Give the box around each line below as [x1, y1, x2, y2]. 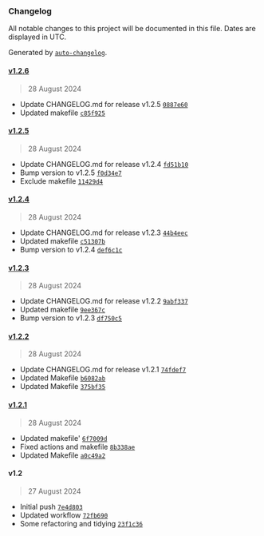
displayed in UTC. [8, 32, 67, 42]
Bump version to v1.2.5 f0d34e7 [19, 168, 122, 177]
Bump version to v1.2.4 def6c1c [19, 244, 123, 254]
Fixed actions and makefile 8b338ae [19, 442, 136, 451]
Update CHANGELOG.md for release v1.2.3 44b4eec [19, 228, 189, 237]
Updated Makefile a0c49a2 [19, 450, 106, 460]
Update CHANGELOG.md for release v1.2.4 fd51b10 [19, 159, 189, 169]
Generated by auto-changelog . [8, 48, 108, 58]
